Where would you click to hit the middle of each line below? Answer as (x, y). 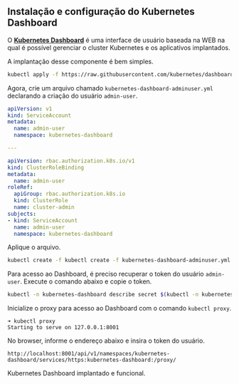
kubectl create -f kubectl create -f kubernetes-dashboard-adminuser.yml (119, 260)
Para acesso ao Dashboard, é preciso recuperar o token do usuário (106, 274)
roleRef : (20, 187)
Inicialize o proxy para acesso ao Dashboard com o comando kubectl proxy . (119, 308)
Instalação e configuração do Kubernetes (101, 12)
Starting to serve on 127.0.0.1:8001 (63, 328)
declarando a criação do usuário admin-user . (73, 95)
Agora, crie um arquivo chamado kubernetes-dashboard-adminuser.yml (110, 88)
